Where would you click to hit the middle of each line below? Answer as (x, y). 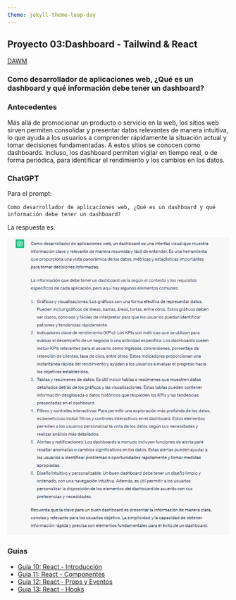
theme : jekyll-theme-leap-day (52, 15)
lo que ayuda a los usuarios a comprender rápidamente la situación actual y (117, 137)
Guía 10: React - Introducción (60, 566)
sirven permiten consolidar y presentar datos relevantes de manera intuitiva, (118, 130)
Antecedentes (32, 107)
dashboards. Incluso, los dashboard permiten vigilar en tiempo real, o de (112, 152)
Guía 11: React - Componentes (61, 574)
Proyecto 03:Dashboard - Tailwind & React (103, 45)
